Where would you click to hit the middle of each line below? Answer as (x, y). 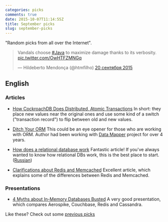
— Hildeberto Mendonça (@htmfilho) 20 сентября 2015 (75, 68)
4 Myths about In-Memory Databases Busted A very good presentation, (87, 199)
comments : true (21, 15)
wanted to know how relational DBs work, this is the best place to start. (86, 155)
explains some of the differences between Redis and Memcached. (81, 175)
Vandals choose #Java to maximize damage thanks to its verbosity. (87, 53)
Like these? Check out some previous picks (50, 214)
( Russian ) (22, 160)
